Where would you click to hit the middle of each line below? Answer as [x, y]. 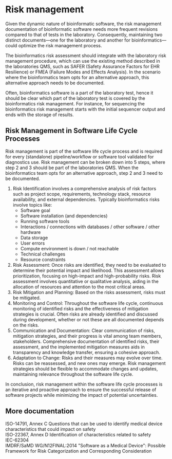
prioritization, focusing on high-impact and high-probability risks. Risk [87, 276]
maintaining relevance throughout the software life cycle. [73, 374]
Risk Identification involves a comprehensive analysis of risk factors [84, 188]
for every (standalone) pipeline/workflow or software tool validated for [80, 157]
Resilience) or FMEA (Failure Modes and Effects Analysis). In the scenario [83, 72]
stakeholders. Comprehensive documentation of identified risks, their [86, 341]
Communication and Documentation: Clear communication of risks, [84, 331]
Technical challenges [43, 254]
